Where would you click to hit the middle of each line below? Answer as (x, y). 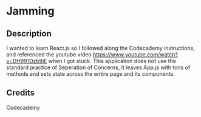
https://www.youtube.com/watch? (135, 55)
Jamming (30, 11)
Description (29, 34)
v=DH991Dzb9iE (27, 61)
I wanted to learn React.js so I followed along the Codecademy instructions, (101, 48)
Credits (21, 93)
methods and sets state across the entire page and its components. (90, 74)
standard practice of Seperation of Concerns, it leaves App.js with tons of (98, 67)
